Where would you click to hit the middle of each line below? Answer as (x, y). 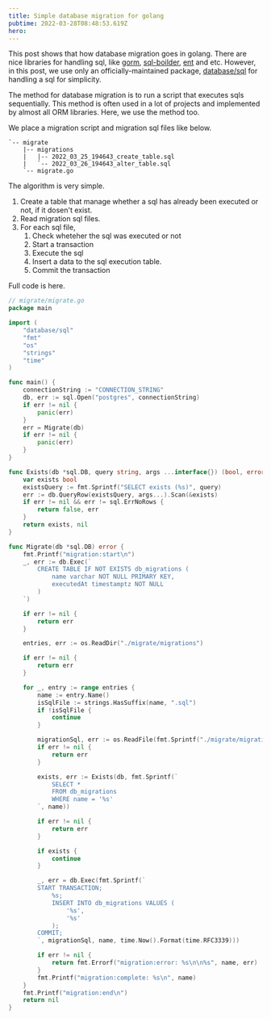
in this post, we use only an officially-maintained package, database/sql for (133, 71)
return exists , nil (56, 525)
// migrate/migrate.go (46, 301)
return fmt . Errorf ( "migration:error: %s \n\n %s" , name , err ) (154, 962)
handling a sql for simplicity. (55, 80)
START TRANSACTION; (70, 888)
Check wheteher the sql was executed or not (106, 236)
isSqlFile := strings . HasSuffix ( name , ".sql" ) (117, 702)
